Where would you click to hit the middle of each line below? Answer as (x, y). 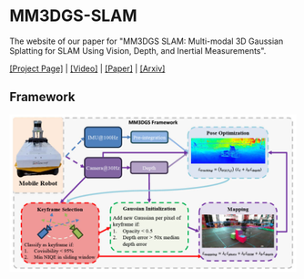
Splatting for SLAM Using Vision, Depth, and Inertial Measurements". (138, 50)
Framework (42, 97)
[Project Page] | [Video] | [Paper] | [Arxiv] (87, 68)
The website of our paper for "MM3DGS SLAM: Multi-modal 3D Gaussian (147, 41)
